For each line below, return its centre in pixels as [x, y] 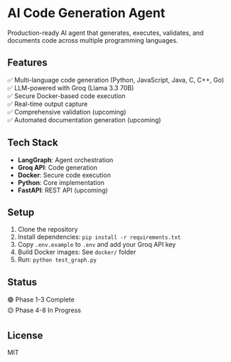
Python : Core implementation [61, 182]
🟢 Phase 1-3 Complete [41, 299]
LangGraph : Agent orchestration [65, 160]
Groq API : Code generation [58, 167]
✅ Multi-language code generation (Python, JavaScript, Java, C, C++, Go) [116, 80]
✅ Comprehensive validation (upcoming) [67, 112]
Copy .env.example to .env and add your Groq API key [97, 245]
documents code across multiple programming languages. [93, 40]
